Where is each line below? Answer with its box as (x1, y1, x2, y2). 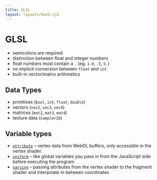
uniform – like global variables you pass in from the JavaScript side (12, 153, 151, 159)
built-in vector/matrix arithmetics (12, 71, 80, 77)
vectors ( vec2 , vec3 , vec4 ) (12, 104, 65, 110)
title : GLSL (5, 7, 30, 12)
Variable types (5, 129, 52, 138)
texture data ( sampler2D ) (12, 115, 63, 121)
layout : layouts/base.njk (5, 12, 59, 17)
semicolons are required (12, 50, 63, 56)
